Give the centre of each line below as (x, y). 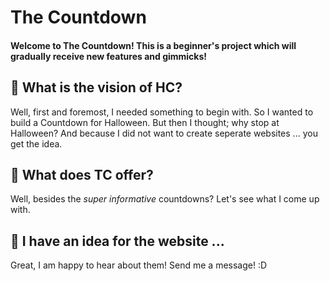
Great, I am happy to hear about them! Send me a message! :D (139, 265)
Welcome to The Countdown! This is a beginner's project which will (153, 45)
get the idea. (36, 143)
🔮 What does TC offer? (82, 174)
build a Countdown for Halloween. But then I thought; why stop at (145, 122)
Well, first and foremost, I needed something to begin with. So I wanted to (162, 112)
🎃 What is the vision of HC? (96, 87)
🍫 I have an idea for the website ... (117, 241)
